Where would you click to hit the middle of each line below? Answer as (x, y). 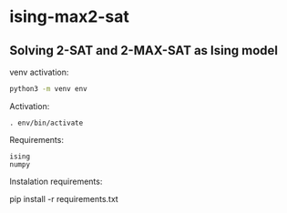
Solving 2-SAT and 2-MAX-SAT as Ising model (143, 51)
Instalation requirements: (56, 181)
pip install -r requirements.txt (64, 198)
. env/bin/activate (46, 123)
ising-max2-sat (70, 17)
